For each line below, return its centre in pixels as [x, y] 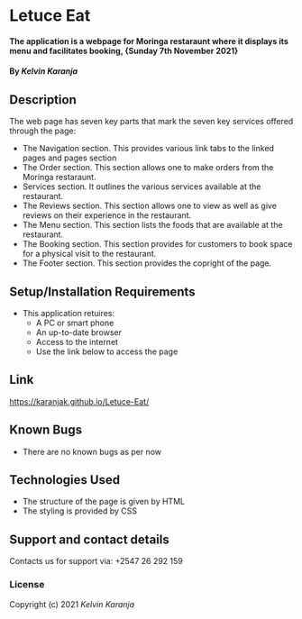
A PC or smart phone [75, 323]
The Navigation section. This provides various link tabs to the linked [148, 149]
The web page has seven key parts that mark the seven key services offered [151, 122]
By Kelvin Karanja [44, 71]
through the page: [43, 131]
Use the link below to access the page [107, 351]
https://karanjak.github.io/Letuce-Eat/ [79, 401]
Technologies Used [64, 480]
